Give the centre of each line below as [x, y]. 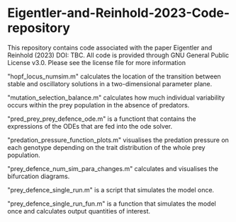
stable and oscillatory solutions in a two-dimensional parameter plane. [110, 83]
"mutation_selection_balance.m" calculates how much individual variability [116, 98]
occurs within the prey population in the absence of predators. [99, 105]
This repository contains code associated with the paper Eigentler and [110, 47]
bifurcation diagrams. [39, 176]
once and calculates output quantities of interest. [79, 211]
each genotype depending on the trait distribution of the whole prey [106, 147]
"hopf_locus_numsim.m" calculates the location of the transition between [114, 76]
